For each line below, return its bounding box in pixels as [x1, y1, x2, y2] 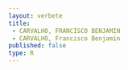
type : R [8, 49, 35, 57]
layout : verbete [8, 11, 63, 20]
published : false [8, 42, 67, 50]
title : [8, 19, 31, 27]
